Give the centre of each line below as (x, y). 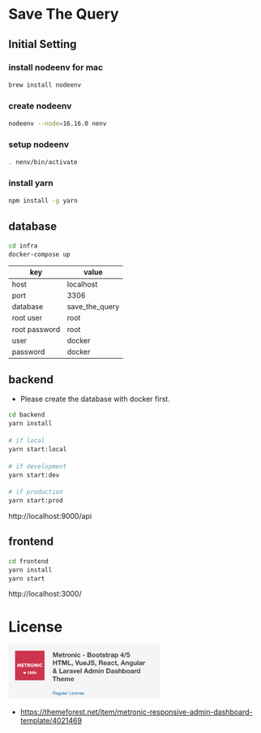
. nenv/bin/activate (43, 162)
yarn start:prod (36, 501)
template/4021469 (51, 721)
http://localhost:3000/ (45, 594)
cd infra (23, 246)
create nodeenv (40, 106)
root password (36, 329)
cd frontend (28, 561)
